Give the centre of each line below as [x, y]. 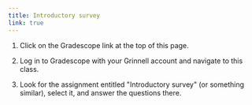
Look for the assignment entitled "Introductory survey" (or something [132, 84]
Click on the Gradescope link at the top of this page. [104, 45]
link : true [26, 23]
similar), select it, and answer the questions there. [100, 92]
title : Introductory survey [54, 15]
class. [29, 69]
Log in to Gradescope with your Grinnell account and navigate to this [131, 61]
